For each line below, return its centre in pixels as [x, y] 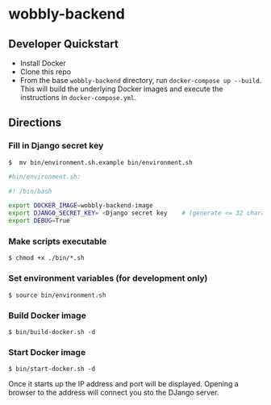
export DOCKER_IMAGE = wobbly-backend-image [81, 206]
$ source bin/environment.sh [57, 295]
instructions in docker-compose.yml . [78, 97]
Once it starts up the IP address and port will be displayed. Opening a [124, 384]
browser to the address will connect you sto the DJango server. [114, 393]
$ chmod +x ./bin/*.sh [46, 258]
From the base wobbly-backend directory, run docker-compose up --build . [141, 80]
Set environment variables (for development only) [108, 278]
